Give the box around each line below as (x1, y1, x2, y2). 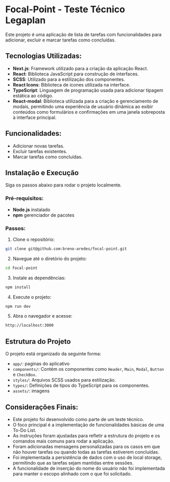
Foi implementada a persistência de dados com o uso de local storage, (12, 454, 162, 460)
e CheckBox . (12, 371, 37, 378)
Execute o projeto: (12, 294, 52, 300)
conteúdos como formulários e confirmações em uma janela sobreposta (12, 109, 165, 115)
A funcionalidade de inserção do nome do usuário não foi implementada (12, 465, 165, 471)
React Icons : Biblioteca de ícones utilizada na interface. (12, 81, 131, 88)
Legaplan (5, 14, 46, 26)
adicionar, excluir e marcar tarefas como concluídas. (5, 37, 116, 43)
